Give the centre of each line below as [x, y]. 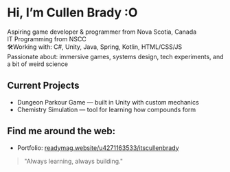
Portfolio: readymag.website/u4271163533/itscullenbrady [98, 148]
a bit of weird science [38, 64]
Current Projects [43, 86]
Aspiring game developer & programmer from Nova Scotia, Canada [102, 32]
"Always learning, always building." [73, 161]
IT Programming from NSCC [47, 39]
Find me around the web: [61, 131]
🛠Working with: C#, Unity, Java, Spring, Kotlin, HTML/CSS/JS [95, 47]
